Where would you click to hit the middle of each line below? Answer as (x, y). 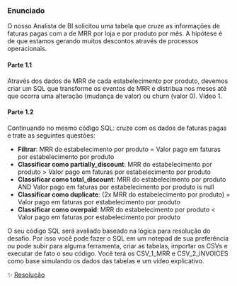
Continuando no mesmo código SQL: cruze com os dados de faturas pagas (117, 128)
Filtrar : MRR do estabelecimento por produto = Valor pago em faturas (119, 149)
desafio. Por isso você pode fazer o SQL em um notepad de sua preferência (118, 238)
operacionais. (27, 49)
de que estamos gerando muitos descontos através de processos (103, 41)
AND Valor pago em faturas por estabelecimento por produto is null (116, 187)
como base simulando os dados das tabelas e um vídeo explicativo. (106, 260)
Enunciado (26, 11)
